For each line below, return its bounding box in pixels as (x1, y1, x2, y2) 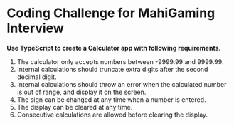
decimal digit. (16, 73, 57, 81)
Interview (6, 20, 65, 36)
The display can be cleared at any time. (16, 103, 133, 111)
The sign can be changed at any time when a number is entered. (16, 95, 207, 104)
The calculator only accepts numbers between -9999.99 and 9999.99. (16, 57, 224, 65)
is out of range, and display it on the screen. (16, 88, 147, 96)
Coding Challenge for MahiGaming (6, 5, 216, 21)
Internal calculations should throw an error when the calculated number (16, 80, 227, 88)
